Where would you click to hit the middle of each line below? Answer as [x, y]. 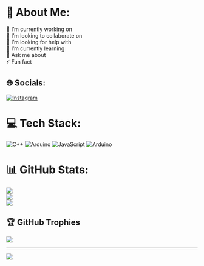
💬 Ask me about [26, 55]
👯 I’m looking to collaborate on [44, 35]
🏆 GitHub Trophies [43, 223]
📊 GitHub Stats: [48, 170]
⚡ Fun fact [19, 62]
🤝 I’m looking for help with [39, 42]
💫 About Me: [38, 12]
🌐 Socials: [26, 83]
